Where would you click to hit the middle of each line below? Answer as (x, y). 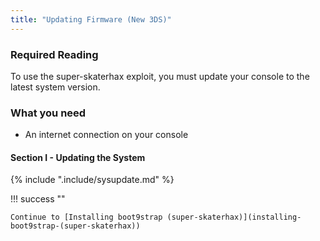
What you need (48, 113)
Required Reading (54, 54)
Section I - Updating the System (78, 157)
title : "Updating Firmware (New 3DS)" (91, 19)
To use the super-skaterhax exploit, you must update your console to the (160, 76)
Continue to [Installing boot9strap (86, 217)
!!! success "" (38, 199)
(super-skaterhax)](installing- (234, 217)
